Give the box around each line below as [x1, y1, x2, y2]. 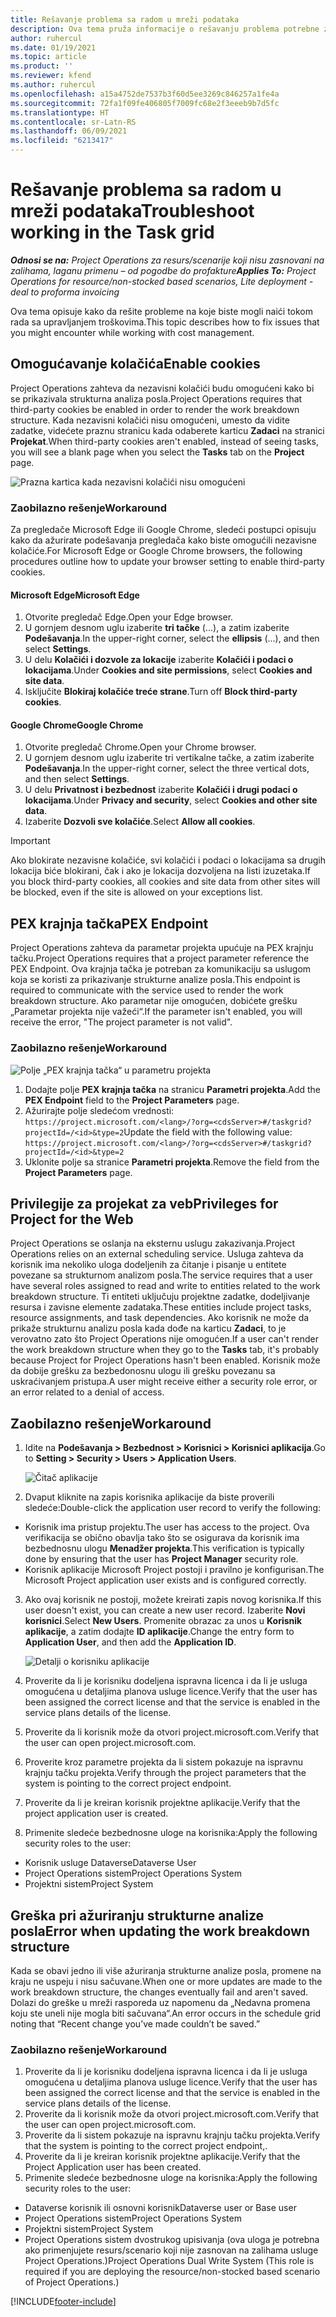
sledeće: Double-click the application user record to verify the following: [24, 1502, 322, 1514]
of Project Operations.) [24, 2276, 120, 2288]
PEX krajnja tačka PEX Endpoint [10, 915, 209, 932]
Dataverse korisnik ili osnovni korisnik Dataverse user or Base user [24, 2202, 297, 2214]
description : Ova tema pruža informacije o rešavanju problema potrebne [10, 24, 320, 34]
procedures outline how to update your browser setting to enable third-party [10, 556, 325, 568]
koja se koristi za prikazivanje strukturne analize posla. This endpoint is [10, 974, 301, 986]
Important [10, 835, 51, 847]
